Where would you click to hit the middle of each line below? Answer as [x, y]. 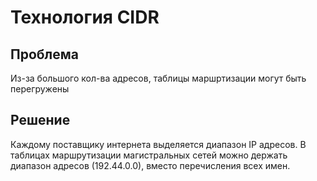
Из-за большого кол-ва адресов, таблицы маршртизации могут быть [158, 78]
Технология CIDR [85, 17]
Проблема [45, 54]
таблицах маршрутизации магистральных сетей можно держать [149, 155]
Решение [40, 120]
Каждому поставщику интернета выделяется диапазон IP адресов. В [158, 144]
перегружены [40, 89]
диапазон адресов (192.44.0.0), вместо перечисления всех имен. [150, 165]
